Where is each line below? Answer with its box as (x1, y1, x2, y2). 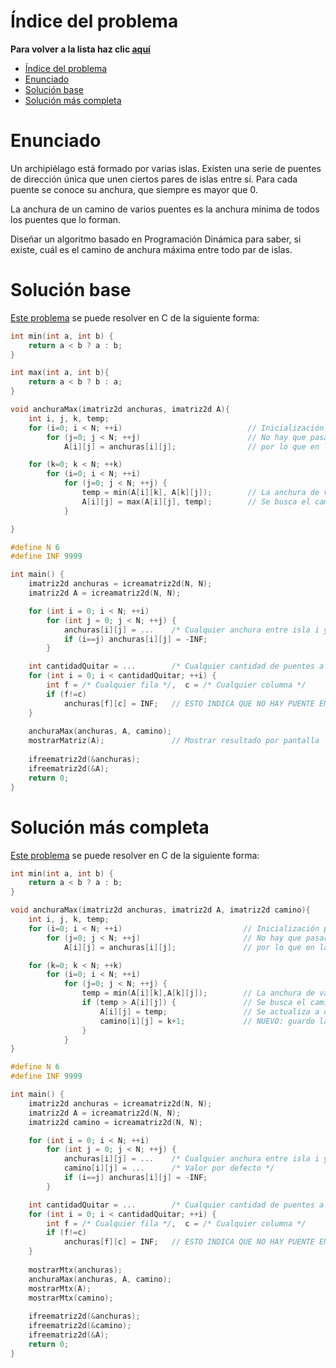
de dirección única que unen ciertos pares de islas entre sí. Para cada (10, 173, 298, 185)
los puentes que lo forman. (10, 213, 122, 225)
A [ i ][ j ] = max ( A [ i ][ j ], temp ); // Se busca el (81, 496, 311, 507)
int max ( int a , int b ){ (10, 368, 110, 378)
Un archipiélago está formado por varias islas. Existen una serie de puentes (10, 162, 322, 174)
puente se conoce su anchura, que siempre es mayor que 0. (10, 183, 258, 195)
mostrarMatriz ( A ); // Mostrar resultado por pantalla (28, 736, 320, 746)
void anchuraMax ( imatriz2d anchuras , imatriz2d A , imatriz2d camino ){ (10, 905, 311, 915)
